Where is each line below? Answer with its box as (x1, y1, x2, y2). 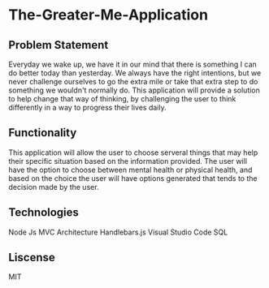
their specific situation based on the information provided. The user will (8, 156, 248, 165)
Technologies (8, 205, 80, 220)
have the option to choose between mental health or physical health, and (8, 165, 253, 174)
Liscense (8, 251, 55, 264)
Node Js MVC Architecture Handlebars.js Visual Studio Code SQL (8, 227, 228, 237)
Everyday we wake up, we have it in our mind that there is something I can (8, 59, 258, 69)
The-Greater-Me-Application (8, 6, 209, 24)
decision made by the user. (8, 182, 99, 191)
